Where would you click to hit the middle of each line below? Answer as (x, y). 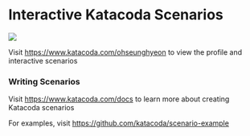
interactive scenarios (43, 60)
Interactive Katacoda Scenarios (116, 15)
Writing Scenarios (44, 81)
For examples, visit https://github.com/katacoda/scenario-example (119, 123)
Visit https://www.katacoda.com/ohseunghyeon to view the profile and (125, 52)
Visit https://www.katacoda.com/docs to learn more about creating (119, 99)
